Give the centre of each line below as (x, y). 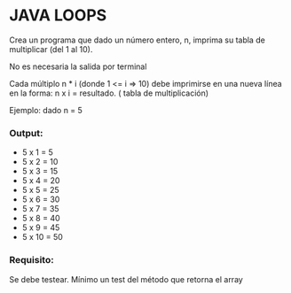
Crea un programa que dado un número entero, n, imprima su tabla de (138, 40)
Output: (26, 133)
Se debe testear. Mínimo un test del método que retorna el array (126, 279)
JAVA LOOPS (58, 15)
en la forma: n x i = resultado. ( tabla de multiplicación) (109, 93)
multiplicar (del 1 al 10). (51, 49)
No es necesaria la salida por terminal (78, 66)
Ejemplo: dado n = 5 (46, 110)
